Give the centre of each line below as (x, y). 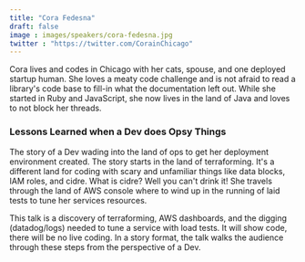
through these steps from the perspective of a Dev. (105, 246)
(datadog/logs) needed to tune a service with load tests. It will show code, (148, 227)
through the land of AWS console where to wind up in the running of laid (145, 190)
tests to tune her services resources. (78, 200)
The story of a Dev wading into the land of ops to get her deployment (139, 152)
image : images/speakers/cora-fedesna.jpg (91, 35)
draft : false (34, 26)
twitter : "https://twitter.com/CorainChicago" (102, 43)
